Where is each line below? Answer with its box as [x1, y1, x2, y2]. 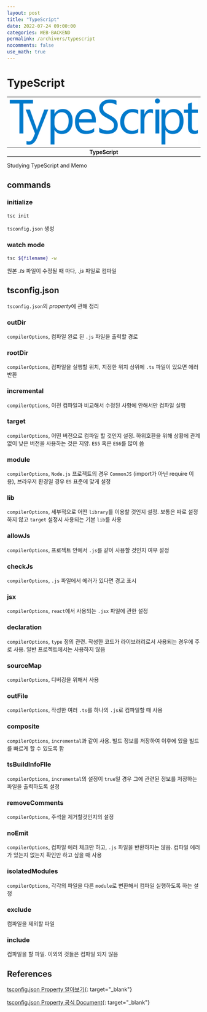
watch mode [7, 240, 45, 249]
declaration [7, 623, 42, 631]
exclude [7, 905, 31, 914]
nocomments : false [7, 42, 54, 49]
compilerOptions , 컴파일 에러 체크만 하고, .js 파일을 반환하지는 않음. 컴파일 [7, 844, 189, 851]
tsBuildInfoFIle [7, 760, 52, 769]
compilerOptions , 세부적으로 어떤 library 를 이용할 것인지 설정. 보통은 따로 [7, 508, 187, 516]
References [7, 968, 52, 979]
